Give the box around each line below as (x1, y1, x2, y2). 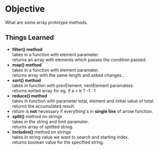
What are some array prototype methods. (5, 19, 88, 25)
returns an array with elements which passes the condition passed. (12, 57, 147, 63)
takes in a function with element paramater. (12, 67, 99, 73)
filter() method (12, 46, 43, 52)
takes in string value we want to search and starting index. (12, 134, 129, 140)
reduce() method (12, 93, 47, 99)
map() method (12, 62, 42, 67)
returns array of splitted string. (12, 124, 74, 130)
